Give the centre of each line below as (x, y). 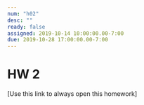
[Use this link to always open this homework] (72, 94)
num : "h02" (23, 14)
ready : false (26, 27)
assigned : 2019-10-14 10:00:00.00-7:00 (66, 33)
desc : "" (20, 20)
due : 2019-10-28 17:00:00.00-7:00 (58, 40)
